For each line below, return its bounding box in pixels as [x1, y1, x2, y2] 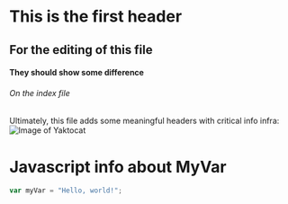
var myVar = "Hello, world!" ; [9, 186, 123, 195]
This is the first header [9, 6, 183, 27]
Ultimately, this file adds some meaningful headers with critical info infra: [9, 115, 280, 127]
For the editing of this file [9, 42, 153, 58]
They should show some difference [9, 67, 144, 78]
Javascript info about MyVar [9, 156, 227, 177]
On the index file [9, 87, 70, 98]
